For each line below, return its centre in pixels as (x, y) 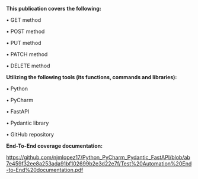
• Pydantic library (28, 123)
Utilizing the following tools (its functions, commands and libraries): (92, 77)
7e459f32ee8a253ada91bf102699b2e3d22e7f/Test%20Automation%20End (99, 164)
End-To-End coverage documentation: (54, 146)
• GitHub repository (30, 134)
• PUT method (24, 43)
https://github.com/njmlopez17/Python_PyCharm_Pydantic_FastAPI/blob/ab (98, 157)
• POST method (25, 31)
